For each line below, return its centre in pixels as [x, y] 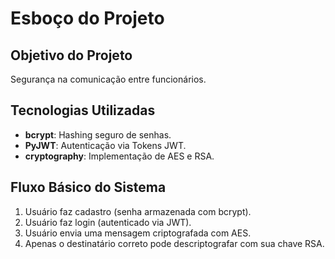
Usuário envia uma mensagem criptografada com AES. [138, 233]
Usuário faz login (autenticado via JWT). [108, 222]
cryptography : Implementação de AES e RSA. [119, 156]
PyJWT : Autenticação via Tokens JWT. [105, 145]
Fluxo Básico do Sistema [88, 187]
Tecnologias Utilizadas [83, 110]
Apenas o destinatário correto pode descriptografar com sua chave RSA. [174, 243]
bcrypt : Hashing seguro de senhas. [98, 134]
